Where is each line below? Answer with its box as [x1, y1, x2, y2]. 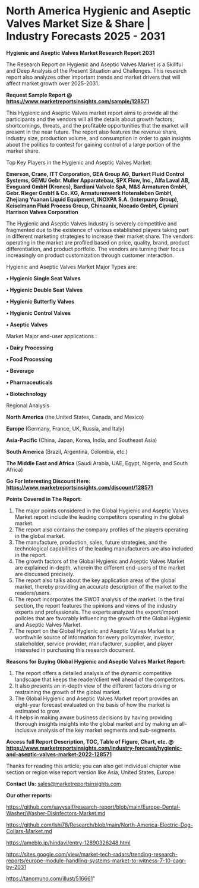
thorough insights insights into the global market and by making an [14, 720, 178, 727]
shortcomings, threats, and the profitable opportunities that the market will [6, 122, 188, 129]
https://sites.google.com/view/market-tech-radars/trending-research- [6, 850, 178, 858]
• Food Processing [6, 355, 52, 363]
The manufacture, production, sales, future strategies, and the [14, 539, 168, 546]
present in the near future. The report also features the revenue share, [6, 128, 178, 135]
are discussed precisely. [14, 570, 75, 577]
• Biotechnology [6, 390, 47, 397]
